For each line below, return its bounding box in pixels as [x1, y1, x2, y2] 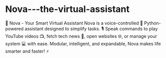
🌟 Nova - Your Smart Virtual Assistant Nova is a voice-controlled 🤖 [5, 20, 143, 26]
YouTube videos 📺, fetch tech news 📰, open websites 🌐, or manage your [5, 33, 157, 39]
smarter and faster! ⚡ [5, 48, 49, 54]
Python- [144, 20, 161, 26]
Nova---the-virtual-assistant [5, 3, 130, 15]
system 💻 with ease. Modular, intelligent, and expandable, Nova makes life [5, 40, 161, 46]
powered [5, 25, 24, 31]
